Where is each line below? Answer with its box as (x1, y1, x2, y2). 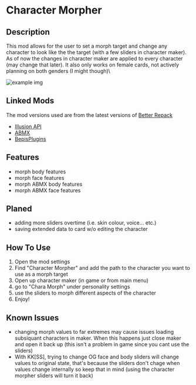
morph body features (14, 168, 66, 175)
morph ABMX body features (14, 180, 83, 188)
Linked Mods (6, 96, 55, 106)
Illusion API (14, 123, 42, 130)
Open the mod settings (14, 258, 70, 265)
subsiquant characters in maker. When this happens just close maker (14, 334, 182, 342)
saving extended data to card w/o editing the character (14, 226, 148, 233)
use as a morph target (14, 271, 69, 278)
